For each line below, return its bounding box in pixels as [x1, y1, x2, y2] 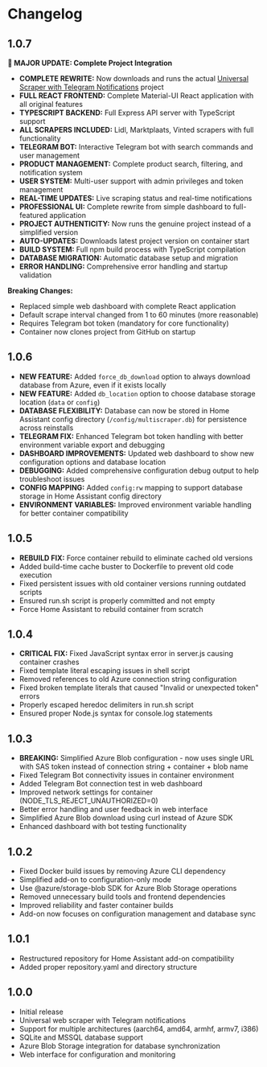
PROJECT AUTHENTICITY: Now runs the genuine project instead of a [18, 219, 251, 228]
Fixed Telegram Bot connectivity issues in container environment [18, 770, 235, 780]
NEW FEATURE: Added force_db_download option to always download [18, 371, 251, 381]
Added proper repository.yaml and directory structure [18, 962, 198, 971]
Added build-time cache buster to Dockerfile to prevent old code [18, 561, 234, 571]
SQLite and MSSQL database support [18, 1032, 144, 1042]
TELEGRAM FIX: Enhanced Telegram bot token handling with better [18, 431, 244, 441]
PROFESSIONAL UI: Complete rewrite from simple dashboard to [18, 202, 232, 211]
